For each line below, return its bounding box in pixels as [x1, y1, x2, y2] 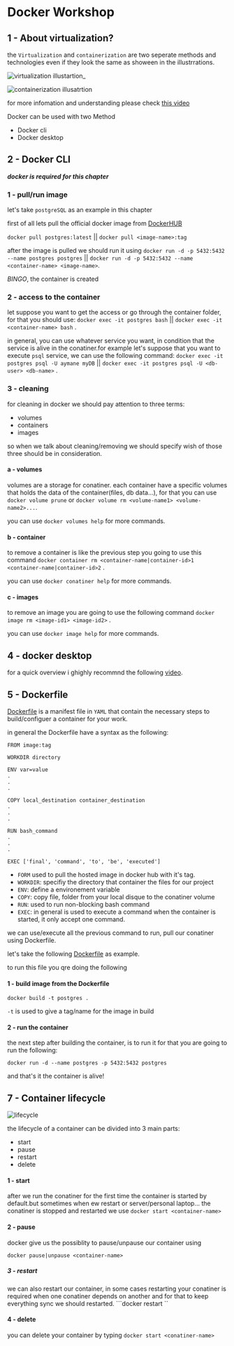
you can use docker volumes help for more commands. [7, 516, 166, 525]
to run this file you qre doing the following [7, 963, 127, 971]
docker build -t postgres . [7, 995, 89, 1002]
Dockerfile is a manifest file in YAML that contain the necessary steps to [7, 707, 210, 715]
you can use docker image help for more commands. [7, 630, 159, 638]
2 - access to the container [7, 292, 101, 302]
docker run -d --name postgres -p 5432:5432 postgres [7, 1060, 168, 1067]
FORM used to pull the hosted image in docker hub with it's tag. [17, 870, 196, 879]
